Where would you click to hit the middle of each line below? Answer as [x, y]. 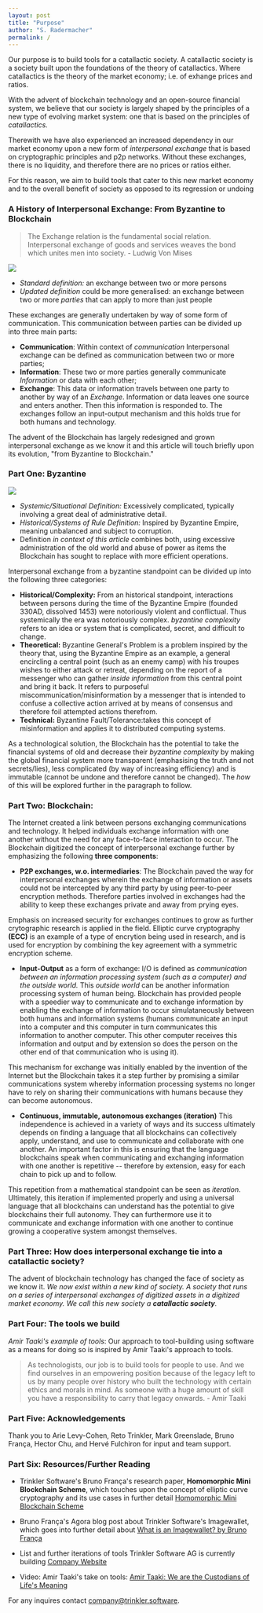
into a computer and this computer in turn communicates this [118, 1027]
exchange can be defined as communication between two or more [127, 355]
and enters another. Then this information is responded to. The [121, 405]
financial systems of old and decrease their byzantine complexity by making [131, 752]
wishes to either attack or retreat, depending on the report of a [121, 669]
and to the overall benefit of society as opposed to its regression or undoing [131, 189]
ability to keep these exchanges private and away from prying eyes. [129, 905]
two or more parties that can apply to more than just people [116, 299]
